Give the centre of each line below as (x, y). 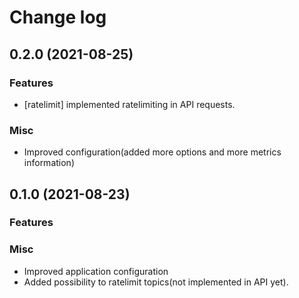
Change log (58, 17)
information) (49, 163)
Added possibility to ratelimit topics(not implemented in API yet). (156, 282)
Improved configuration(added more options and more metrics (152, 152)
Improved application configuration (96, 271)
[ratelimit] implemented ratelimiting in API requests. (129, 104)
